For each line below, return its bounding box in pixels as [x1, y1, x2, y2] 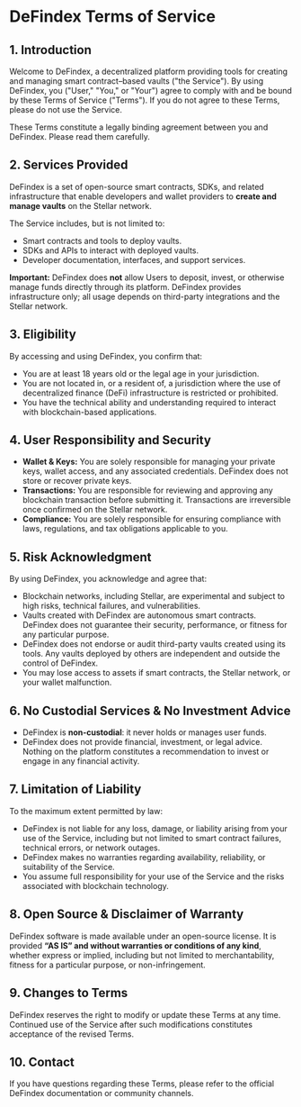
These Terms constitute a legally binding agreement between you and [9, 122, 269, 132]
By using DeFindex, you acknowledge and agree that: [9, 574, 208, 585]
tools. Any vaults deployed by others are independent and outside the [22, 649, 280, 659]
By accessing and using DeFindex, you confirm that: [9, 350, 203, 361]
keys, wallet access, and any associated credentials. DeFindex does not [22, 466, 289, 476]
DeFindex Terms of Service [9, 6, 216, 27]
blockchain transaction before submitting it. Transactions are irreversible [22, 495, 291, 505]
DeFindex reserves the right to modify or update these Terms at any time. [9, 1009, 281, 1020]
